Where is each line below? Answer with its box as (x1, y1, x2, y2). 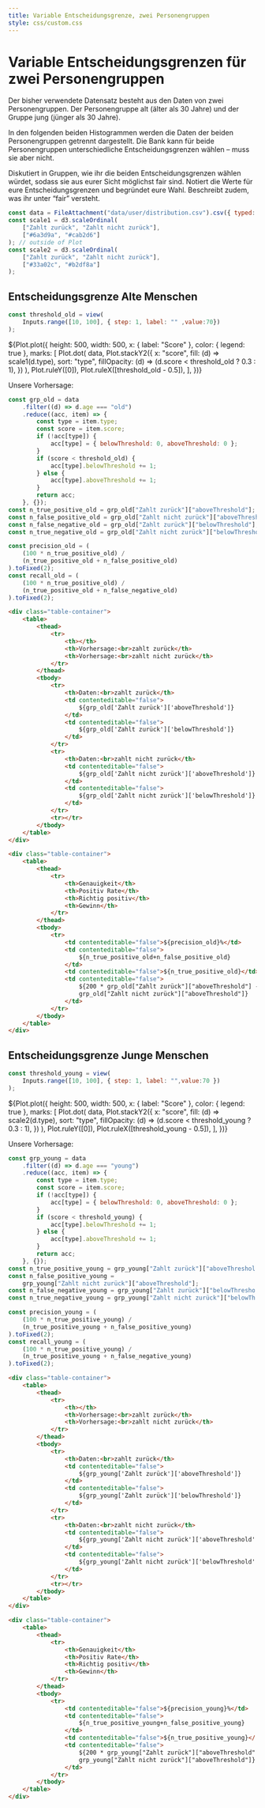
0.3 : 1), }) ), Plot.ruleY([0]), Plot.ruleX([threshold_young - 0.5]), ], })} (8, 1124, 229, 1133)
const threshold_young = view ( (8, 1069, 111, 1078)
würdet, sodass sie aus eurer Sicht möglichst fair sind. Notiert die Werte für (8, 177, 253, 187)
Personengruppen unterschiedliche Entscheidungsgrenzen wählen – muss (8, 145, 250, 154)
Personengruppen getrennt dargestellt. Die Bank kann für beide (8, 136, 215, 146)
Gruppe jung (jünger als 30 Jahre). (8, 112, 121, 123)
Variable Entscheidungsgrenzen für (8, 53, 247, 71)
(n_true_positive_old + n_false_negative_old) (22, 586, 178, 594)
